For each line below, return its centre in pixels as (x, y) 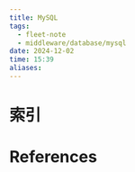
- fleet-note (42, 34)
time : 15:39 (31, 59)
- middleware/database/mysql (72, 43)
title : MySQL (34, 18)
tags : (19, 26)
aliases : (26, 68)
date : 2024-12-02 (42, 51)
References (53, 157)
